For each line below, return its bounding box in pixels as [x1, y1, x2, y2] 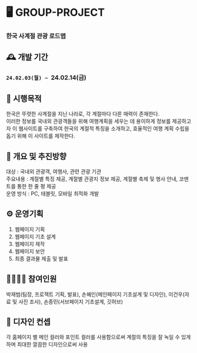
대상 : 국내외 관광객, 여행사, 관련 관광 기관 [6, 168, 102, 175]
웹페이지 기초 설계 [14, 233, 56, 240]
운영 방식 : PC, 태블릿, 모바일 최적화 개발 [6, 190, 99, 197]
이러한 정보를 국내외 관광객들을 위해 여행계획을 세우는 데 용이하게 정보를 [6, 118, 171, 125]
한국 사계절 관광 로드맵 [6, 32, 66, 40]
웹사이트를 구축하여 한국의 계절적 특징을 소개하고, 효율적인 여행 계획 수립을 [18, 125, 190, 132]
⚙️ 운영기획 [6, 209, 44, 219]
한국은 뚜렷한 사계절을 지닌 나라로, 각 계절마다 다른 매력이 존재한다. [6, 111, 160, 118]
